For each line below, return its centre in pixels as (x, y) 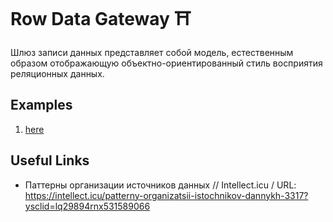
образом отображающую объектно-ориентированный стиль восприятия (166, 63)
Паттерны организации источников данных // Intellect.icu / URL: (160, 185)
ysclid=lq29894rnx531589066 (87, 206)
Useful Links (50, 160)
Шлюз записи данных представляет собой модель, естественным (152, 52)
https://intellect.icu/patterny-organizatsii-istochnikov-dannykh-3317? (166, 195)
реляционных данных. (57, 73)
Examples (41, 105)
